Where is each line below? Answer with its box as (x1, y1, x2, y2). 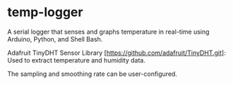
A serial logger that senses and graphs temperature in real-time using (7, 27, 210, 36)
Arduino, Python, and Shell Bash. (7, 34, 103, 43)
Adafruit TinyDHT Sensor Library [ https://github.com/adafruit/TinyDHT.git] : (7, 48, 226, 57)
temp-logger (7, 4, 83, 20)
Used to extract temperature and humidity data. (7, 55, 146, 64)
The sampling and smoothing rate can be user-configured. (7, 70, 178, 78)
